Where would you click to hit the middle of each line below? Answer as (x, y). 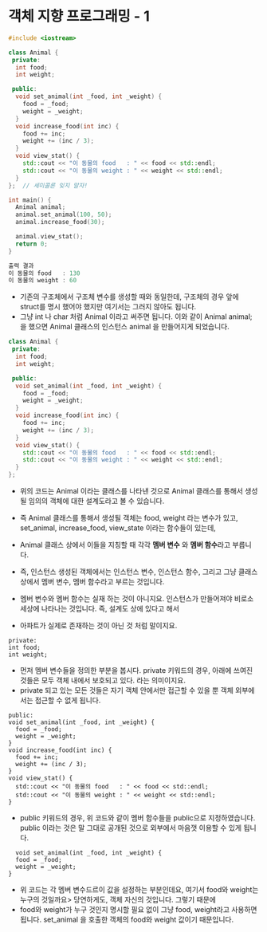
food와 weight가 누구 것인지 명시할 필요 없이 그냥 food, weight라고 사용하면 (138, 910)
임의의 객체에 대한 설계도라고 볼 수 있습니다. (96, 501)
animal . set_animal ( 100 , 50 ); (64, 215)
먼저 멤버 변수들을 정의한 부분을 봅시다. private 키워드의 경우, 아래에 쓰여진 (136, 670)
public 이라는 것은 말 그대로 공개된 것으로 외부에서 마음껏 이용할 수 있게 (130, 828)
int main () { (30, 200)
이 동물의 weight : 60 (43, 281)
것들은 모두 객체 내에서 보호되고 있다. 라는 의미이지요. (102, 680)
